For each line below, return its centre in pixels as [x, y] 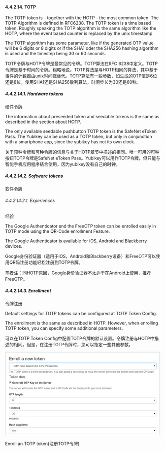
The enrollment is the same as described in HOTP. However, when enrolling [82, 323]
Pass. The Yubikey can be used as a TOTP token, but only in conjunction [79, 137]
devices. [14, 246]
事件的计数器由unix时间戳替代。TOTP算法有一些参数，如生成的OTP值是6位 [81, 76]
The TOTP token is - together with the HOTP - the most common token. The [82, 18]
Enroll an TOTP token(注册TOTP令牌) [42, 444]
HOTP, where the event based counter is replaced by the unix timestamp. [80, 33]
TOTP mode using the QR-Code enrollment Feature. [58, 231]
